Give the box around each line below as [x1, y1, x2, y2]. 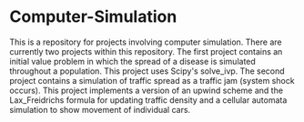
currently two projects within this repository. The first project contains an [9, 46, 283, 56]
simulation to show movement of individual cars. [9, 104, 191, 115]
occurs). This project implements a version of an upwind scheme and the [9, 85, 284, 96]
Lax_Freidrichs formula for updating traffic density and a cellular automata [9, 94, 288, 106]
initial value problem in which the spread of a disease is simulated [9, 56, 257, 66]
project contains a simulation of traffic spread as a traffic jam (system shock [9, 75, 295, 86]
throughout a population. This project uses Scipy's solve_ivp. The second [9, 66, 285, 76]
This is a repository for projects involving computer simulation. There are [9, 36, 282, 47]
